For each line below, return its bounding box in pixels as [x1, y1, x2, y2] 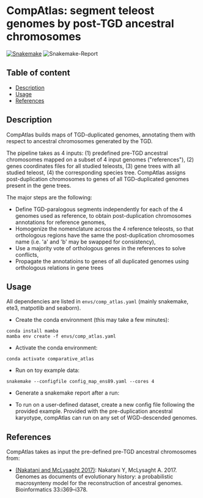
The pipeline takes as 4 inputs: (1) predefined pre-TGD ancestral [6, 149, 168, 157]
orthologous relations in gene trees [15, 264, 104, 271]
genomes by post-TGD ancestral [6, 17, 174, 31]
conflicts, [15, 251, 39, 258]
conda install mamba [6, 328, 59, 334]
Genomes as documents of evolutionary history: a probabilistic [15, 473, 174, 480]
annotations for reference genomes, [15, 218, 106, 226]
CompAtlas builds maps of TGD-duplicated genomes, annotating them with [6, 131, 196, 138]
